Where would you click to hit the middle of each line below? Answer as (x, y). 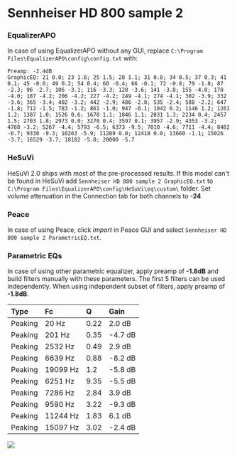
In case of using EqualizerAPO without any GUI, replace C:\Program (105, 51)
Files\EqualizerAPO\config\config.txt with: (73, 58)
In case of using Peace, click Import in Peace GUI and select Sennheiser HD (117, 230)
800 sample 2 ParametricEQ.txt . (54, 238)
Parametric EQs (35, 256)
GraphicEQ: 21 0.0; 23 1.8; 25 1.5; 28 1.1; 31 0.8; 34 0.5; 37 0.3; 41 (117, 78)
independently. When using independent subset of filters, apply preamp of (116, 287)
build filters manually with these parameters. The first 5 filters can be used (116, 279)
